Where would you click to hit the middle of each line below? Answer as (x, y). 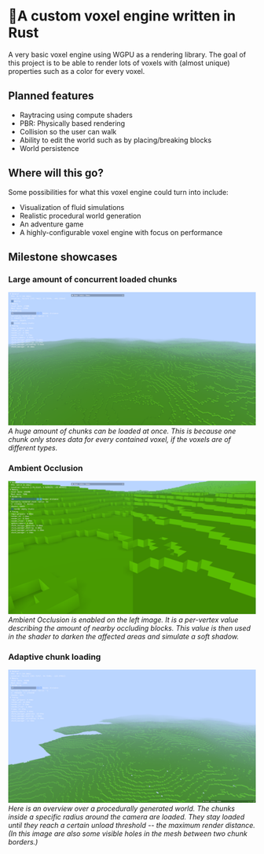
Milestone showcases (63, 257)
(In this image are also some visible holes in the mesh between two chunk (128, 834)
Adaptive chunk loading (55, 657)
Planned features (51, 96)
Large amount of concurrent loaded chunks (93, 279)
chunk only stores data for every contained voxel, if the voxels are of (120, 439)
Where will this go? (56, 173)
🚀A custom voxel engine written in (122, 16)
